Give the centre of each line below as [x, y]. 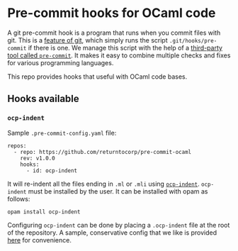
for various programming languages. [61, 62]
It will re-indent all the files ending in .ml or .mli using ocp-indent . [103, 184]
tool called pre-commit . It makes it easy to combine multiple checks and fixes [119, 55]
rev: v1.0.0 [38, 158]
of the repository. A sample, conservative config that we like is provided [112, 233]
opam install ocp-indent [44, 212]
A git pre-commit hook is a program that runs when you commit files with [114, 33]
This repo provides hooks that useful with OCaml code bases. [97, 77]
